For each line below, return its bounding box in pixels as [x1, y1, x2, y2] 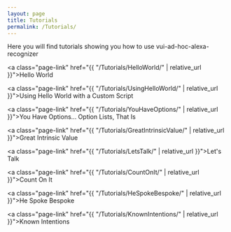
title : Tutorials [7, 17, 58, 24]
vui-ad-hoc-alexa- [155, 43, 209, 51]
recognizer [7, 50, 38, 58]
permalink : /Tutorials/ [7, 23, 77, 30]
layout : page [7, 10, 45, 17]
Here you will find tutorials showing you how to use [7, 43, 155, 51]
